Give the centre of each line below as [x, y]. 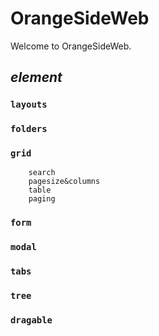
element [36, 77]
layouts [29, 105]
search [42, 173]
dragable [31, 320]
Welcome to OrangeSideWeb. [71, 46]
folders [29, 129]
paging [42, 199]
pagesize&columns [64, 182]
